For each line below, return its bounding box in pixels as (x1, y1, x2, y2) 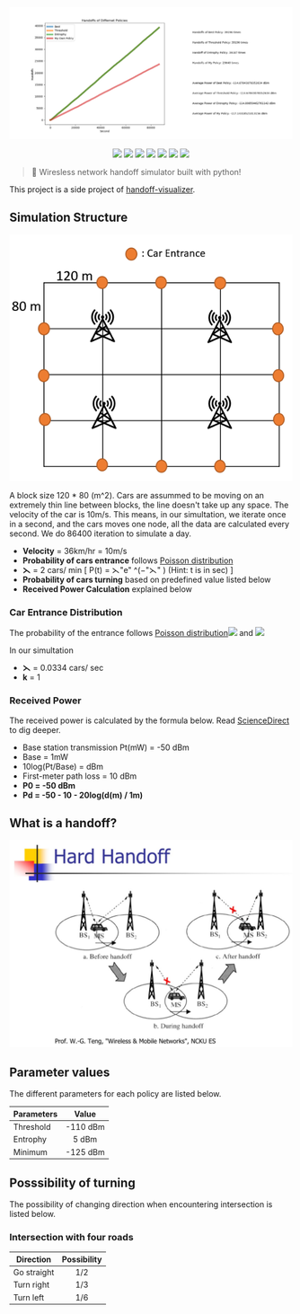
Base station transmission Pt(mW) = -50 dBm (22, 742, 190, 753)
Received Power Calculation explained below (22, 584, 193, 595)
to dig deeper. (9, 724, 61, 735)
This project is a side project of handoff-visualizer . (9, 183, 196, 195)
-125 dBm (65, 1146, 105, 1157)
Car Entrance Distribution (9, 605, 123, 618)
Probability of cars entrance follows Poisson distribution (22, 555, 234, 566)
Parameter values (9, 1065, 110, 1080)
